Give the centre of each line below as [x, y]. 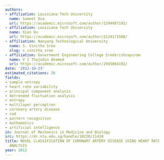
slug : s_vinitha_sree [31, 50]
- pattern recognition [28, 118]
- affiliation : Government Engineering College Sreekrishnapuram [73, 55]
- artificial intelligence [32, 127]
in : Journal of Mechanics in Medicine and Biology [58, 132]
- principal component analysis [38, 91]
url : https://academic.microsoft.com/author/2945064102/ [69, 64]
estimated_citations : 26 [30, 73]
